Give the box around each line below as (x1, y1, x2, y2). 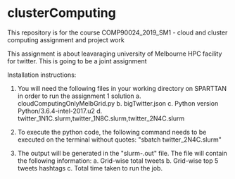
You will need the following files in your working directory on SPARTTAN (17, 84, 227, 92)
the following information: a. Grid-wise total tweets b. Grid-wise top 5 (17, 156, 219, 165)
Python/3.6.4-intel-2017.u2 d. (17, 106, 103, 115)
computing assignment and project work (7, 35, 125, 44)
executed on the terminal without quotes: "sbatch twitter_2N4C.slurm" (17, 135, 222, 144)
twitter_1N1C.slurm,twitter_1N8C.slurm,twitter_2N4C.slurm (17, 114, 185, 123)
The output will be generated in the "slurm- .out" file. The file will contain (17, 149, 227, 157)
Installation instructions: (7, 70, 77, 79)
